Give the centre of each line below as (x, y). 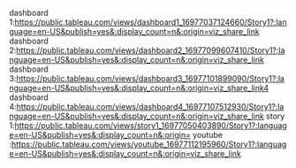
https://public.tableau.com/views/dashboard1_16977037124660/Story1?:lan (151, 22)
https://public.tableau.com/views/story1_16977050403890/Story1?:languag (151, 126)
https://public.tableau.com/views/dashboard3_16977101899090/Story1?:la (151, 78)
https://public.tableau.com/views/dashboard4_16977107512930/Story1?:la (150, 107)
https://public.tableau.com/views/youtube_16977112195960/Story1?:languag (149, 144)
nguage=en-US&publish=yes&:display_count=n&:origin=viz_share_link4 (139, 88)
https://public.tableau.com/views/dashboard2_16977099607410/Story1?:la (151, 50)
